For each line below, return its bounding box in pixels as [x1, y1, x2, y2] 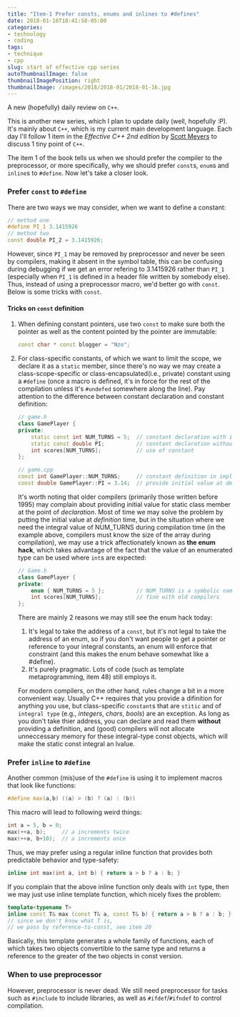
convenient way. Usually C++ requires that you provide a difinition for [17, 694, 223, 703]
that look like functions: [7, 781, 76, 790]
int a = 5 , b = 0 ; [7, 822, 62, 829]
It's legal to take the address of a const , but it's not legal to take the [28, 627, 226, 636]
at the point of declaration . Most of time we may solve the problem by [17, 507, 224, 516]
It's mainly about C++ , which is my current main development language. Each [7, 124, 232, 133]
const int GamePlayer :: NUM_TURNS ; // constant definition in [17, 473, 216, 480]
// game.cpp [17, 466, 54, 474]
